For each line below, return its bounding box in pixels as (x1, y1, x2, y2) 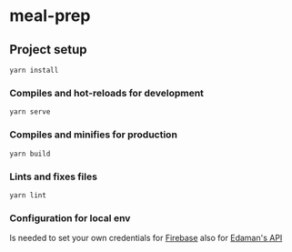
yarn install (9, 66, 59, 75)
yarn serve (9, 107, 51, 116)
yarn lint (9, 190, 47, 200)
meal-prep (9, 5, 91, 26)
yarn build (9, 149, 51, 158)
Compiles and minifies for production (9, 128, 177, 141)
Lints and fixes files (9, 170, 98, 183)
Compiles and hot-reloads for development (9, 86, 205, 99)
